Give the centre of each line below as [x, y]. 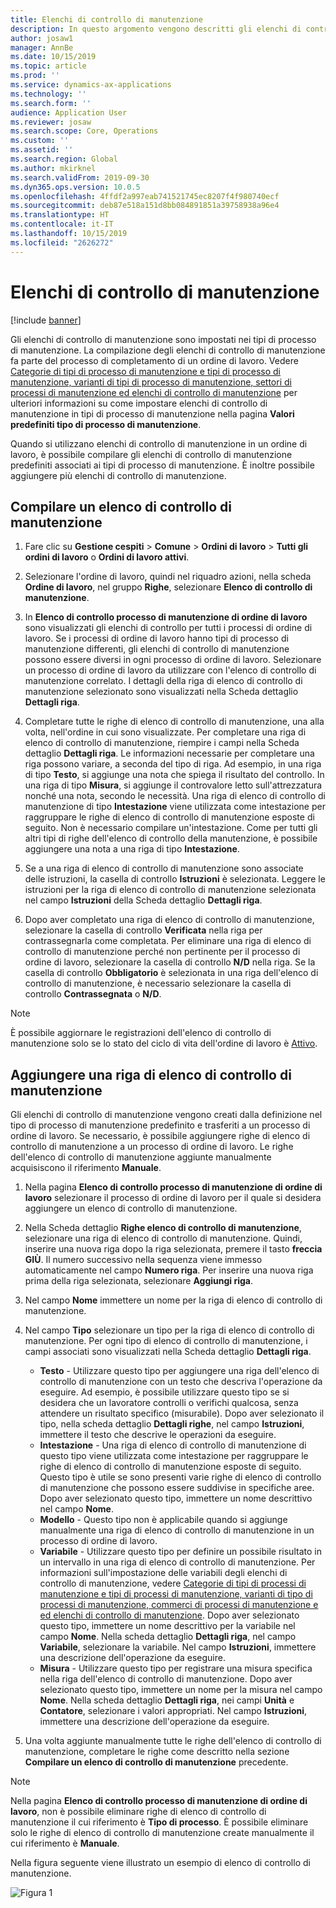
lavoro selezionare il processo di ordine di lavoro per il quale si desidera [173, 1198]
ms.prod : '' [35, 76]
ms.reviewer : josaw [51, 122]
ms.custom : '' [40, 141]
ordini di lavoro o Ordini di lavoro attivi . [107, 557]
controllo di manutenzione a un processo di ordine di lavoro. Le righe [152, 1147]
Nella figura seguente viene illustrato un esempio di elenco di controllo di [160, 1863]
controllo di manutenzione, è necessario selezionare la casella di [158, 983]
